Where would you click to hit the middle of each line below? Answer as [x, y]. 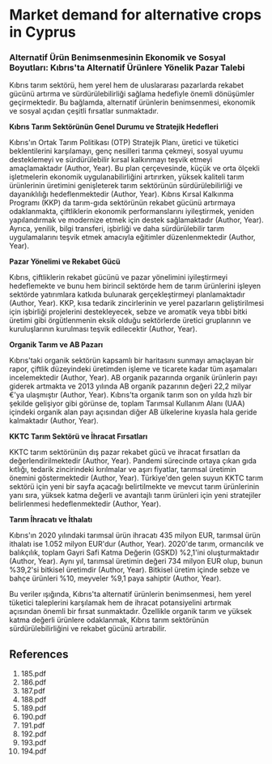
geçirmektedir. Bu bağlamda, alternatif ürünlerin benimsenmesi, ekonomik [132, 102]
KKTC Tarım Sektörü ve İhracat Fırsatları [79, 436]
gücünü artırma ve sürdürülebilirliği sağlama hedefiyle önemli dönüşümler [132, 94]
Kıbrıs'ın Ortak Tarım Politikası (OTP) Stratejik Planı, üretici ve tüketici [124, 143]
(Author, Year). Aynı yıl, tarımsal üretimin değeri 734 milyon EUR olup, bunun [136, 561]
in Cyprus [42, 32]
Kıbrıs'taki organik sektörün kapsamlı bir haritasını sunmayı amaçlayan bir [132, 361]
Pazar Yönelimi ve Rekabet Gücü [65, 262]
